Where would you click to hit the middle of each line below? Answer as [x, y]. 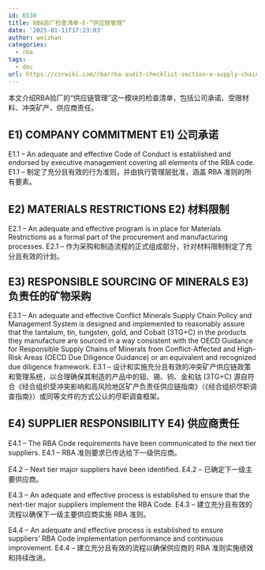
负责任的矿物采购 [50, 296]
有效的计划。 [43, 257]
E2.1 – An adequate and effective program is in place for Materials [115, 229]
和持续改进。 [29, 557]
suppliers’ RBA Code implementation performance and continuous [116, 538]
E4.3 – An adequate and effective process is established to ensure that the [129, 495]
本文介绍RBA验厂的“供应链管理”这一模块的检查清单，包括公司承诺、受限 [125, 97]
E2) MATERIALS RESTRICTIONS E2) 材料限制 [119, 209]
